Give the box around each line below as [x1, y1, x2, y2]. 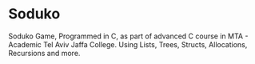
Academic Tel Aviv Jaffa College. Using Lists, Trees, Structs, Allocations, [8, 39, 248, 49]
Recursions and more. [8, 48, 81, 58]
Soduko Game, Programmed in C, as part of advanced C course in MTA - [8, 31, 249, 41]
